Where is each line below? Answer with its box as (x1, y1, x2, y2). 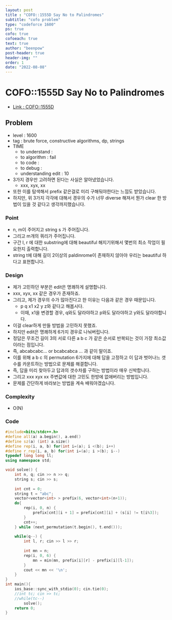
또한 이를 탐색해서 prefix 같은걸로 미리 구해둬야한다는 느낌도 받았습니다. (12, 188, 156, 194)
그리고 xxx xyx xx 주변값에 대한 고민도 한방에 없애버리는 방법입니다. (12, 374, 148, 380)
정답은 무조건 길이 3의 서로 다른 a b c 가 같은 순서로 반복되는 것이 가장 (12, 335, 153, 342)
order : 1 (5, 60, 24, 65)
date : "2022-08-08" (5, 65, 47, 70)
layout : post (5, 7, 33, 13)
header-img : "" (5, 55, 38, 61)
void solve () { (5, 467, 38, 472)
